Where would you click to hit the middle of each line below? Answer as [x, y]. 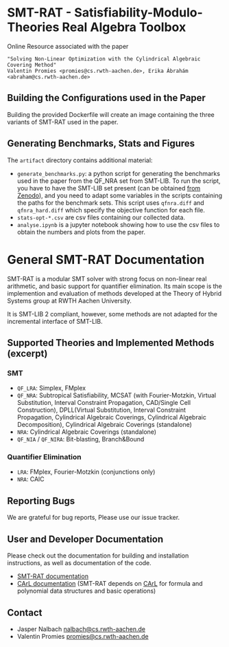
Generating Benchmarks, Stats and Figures [101, 143]
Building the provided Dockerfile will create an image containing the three [111, 114]
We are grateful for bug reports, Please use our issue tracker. [94, 518]
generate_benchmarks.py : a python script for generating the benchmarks [119, 173]
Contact [25, 612]
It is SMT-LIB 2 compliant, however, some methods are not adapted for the [112, 314]
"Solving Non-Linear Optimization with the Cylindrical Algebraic [104, 59]
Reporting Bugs [41, 501]
